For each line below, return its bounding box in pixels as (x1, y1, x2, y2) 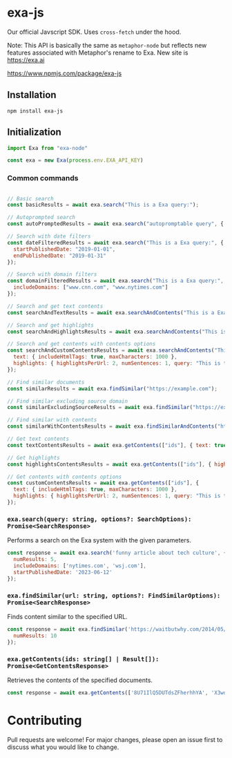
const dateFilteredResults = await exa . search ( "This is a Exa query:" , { (7, 239, 224, 246)
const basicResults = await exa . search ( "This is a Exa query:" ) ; (7, 202, 199, 209)
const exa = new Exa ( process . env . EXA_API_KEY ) (7, 157, 144, 164)
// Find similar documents (7, 379, 85, 386)
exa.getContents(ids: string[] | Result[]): (7, 655, 159, 663)
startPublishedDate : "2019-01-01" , (13, 245, 116, 253)
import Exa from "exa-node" (7, 144, 88, 151)
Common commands (7, 173, 79, 183)
